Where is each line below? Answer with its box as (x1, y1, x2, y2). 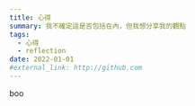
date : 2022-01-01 (9, 55, 75, 64)
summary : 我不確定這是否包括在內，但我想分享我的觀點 (9, 22, 187, 31)
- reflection (17, 47, 66, 56)
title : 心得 (9, 13, 51, 22)
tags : (9, 30, 30, 39)
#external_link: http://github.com (9, 64, 143, 73)
